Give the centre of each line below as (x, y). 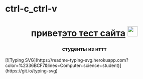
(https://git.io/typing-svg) (31, 70)
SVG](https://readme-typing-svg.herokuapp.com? (77, 60)
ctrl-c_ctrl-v (31, 9)
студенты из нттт (84, 49)
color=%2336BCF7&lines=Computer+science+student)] (63, 65)
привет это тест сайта (78, 33)
